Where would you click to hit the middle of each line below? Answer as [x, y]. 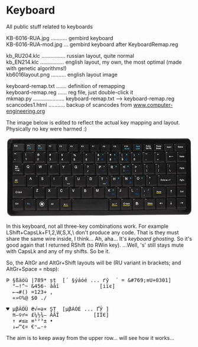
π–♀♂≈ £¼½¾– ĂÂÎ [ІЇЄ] [61, 315]
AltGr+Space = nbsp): [33, 269]
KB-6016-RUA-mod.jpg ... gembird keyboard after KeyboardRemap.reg [92, 44]
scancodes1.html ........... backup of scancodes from [69, 104]
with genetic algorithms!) [36, 68]
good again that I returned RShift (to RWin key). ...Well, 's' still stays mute [95, 245]
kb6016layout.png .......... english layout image [62, 74]
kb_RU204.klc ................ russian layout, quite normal [70, 55]
